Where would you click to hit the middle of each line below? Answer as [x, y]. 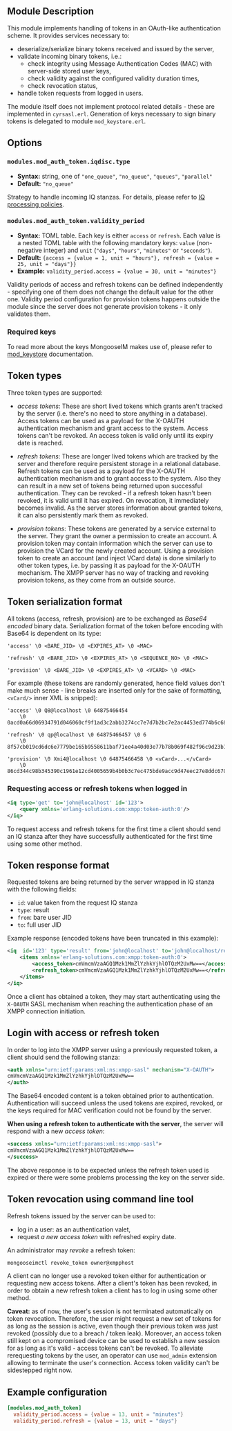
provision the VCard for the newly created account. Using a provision [115, 551]
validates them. [29, 314]
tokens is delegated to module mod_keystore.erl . [77, 121]
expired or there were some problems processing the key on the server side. [116, 1177]
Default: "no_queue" [45, 184]
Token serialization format [65, 602]
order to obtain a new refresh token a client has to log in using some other [112, 1290]
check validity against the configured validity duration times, [113, 78]
